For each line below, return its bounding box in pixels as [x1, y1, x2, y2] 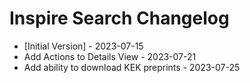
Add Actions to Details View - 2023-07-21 [23, 50, 197, 62]
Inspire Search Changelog [9, 7, 230, 30]
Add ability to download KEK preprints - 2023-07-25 [23, 61, 241, 73]
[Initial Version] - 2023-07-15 [23, 40, 144, 52]
